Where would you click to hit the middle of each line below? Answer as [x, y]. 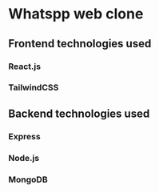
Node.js [24, 158]
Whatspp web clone [76, 14]
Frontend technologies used [80, 44]
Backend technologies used [79, 113]
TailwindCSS [34, 87]
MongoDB [28, 179]
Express [25, 136]
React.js [25, 66]
